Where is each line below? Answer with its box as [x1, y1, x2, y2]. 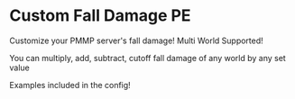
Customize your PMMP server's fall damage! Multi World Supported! [9, 35, 263, 46]
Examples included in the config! [9, 79, 131, 90]
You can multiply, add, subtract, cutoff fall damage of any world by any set [9, 52, 286, 63]
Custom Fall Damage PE [9, 5, 191, 26]
